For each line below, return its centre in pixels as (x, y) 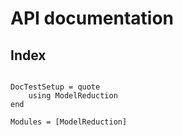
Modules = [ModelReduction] (69, 122)
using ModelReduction (73, 96)
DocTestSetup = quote (55, 87)
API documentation (92, 18)
